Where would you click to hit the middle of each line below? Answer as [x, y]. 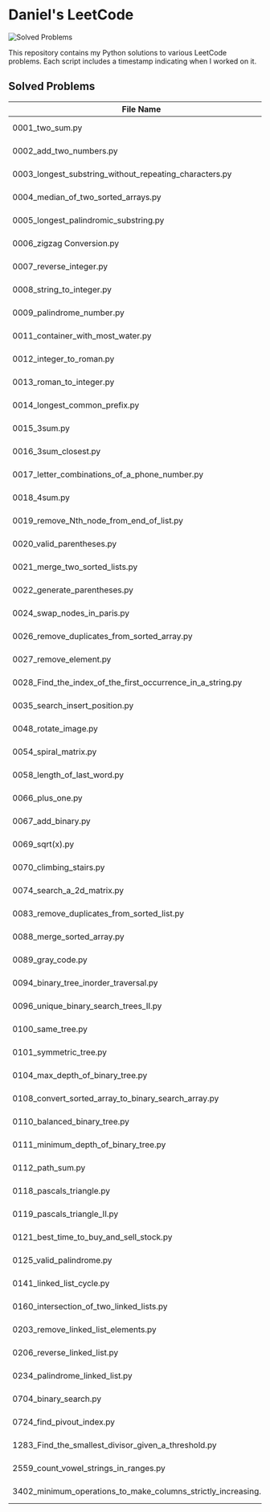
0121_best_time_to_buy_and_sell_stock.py [92, 1237]
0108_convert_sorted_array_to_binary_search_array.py [116, 1098]
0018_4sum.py [41, 498]
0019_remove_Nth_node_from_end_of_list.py [98, 520]
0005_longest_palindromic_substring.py [88, 220]
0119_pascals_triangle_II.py [65, 1214]
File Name [141, 109]
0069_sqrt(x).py [43, 844]
